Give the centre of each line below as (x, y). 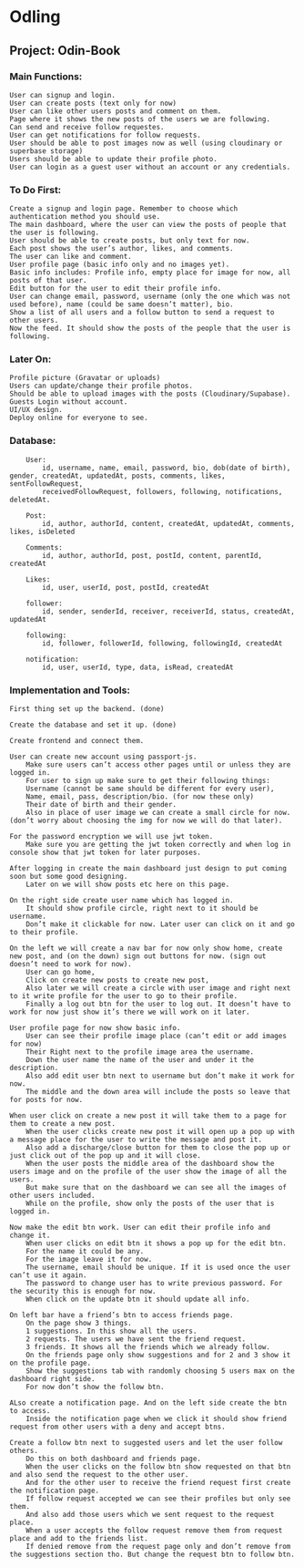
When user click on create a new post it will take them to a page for (148, 1116)
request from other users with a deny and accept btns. (117, 1427)
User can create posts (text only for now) (93, 103)
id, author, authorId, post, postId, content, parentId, (152, 555)
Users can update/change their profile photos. (101, 386)
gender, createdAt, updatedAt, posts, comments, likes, (117, 476)
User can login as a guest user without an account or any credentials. (150, 167)
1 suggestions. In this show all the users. (111, 1331)
